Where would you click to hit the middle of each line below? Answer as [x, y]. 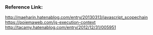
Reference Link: [24, 7]
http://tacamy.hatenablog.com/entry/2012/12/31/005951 [61, 27]
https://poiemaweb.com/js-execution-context [50, 22]
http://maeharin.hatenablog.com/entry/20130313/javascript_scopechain [76, 17]
